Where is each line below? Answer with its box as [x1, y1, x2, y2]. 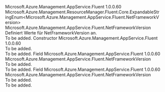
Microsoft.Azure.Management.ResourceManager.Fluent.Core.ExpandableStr [5, 9, 160, 15]
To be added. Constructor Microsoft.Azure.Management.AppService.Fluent [5, 35, 158, 41]
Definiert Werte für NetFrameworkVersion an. [5, 30, 97, 35]
